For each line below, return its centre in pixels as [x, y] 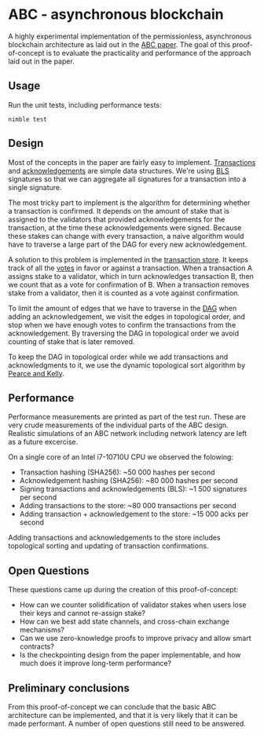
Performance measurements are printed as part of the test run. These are [127, 417]
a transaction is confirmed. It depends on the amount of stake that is [119, 211]
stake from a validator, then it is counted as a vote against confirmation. [124, 293]
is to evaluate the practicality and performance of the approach [148, 53]
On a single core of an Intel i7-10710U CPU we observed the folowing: [121, 457]
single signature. [35, 187]
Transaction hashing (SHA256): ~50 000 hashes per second [117, 472]
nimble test [27, 119]
